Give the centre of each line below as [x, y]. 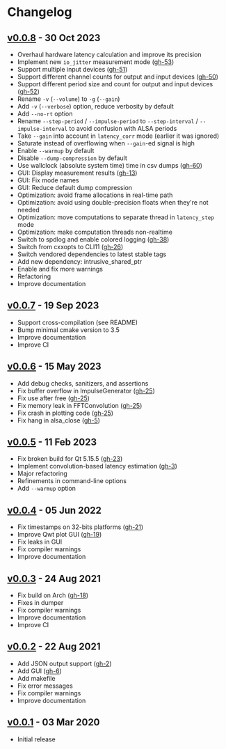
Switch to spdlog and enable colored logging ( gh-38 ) [93, 239]
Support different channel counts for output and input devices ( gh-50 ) [118, 77]
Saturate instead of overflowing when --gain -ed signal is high [106, 143]
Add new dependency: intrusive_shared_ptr [80, 261]
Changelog [40, 12]
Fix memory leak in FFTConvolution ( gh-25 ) [80, 405]
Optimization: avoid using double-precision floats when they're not [113, 202]
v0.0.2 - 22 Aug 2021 [54, 647]
